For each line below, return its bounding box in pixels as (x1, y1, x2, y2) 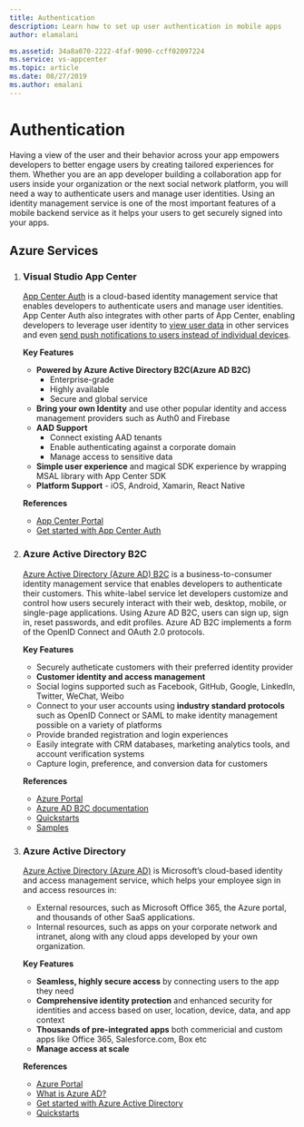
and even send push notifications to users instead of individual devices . (22, 329, 291, 340)
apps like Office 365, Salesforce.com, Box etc (35, 1034, 207, 1044)
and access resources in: (22, 884, 117, 895)
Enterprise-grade (49, 374, 114, 386)
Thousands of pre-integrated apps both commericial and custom (35, 1024, 283, 1034)
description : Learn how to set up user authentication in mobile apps (9, 22, 282, 31)
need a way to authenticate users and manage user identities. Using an (9, 188, 275, 199)
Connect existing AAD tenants (49, 432, 162, 443)
